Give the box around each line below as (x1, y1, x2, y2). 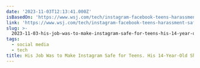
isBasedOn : (6, 14, 33, 20)
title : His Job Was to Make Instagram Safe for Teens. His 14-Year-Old (6, 53, 187, 59)
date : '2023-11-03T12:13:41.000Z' (6, 8, 92, 15)
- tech (11, 47, 28, 53)
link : (6, 20, 20, 25)
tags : (6, 36, 20, 42)
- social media (11, 42, 49, 48)
